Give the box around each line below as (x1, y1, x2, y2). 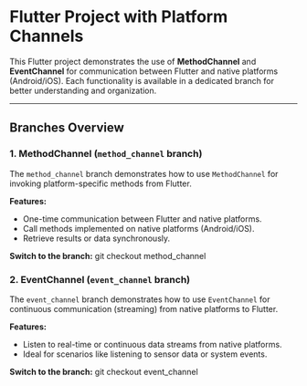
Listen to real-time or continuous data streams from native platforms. (22, 339, 282, 349)
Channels (9, 26, 84, 47)
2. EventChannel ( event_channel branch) (9, 273, 191, 286)
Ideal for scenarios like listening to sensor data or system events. (22, 349, 268, 360)
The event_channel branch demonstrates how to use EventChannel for (9, 294, 270, 305)
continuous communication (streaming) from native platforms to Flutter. (9, 303, 279, 314)
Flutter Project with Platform (9, 6, 228, 27)
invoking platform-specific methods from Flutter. (9, 178, 192, 189)
